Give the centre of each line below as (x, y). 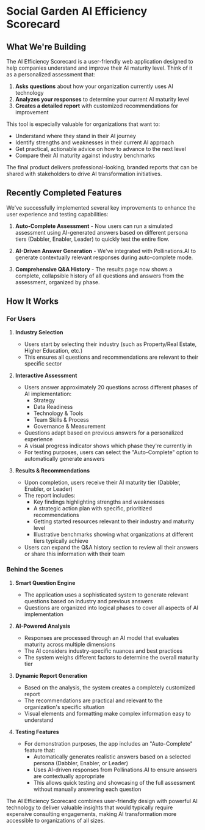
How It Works (33, 302)
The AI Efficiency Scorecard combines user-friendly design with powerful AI (102, 801)
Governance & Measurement (69, 426)
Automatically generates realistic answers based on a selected (112, 757)
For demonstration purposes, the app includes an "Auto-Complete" (109, 743)
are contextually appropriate (69, 776)
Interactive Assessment (46, 375)
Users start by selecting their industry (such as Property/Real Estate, (110, 344)
